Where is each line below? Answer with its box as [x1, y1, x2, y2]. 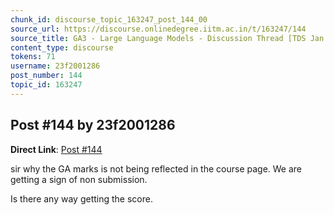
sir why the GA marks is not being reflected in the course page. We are [10, 162, 303, 175]
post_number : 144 [10, 71, 83, 81]
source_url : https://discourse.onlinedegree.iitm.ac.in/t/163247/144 [10, 24, 307, 34]
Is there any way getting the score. [10, 192, 153, 205]
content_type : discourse [10, 42, 114, 53]
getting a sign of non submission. [10, 173, 148, 185]
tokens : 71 [10, 52, 56, 62]
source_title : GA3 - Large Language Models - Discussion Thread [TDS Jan [10, 33, 325, 43]
